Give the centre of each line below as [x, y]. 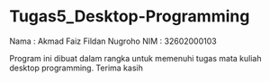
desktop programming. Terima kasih [76, 68]
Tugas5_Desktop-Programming [130, 16]
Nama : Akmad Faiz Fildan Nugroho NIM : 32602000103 [113, 41]
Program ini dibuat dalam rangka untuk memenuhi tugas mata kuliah [135, 58]
